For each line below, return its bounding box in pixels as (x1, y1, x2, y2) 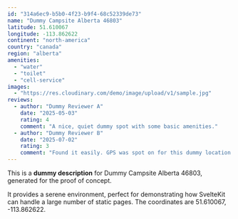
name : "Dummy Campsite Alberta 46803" (7, 17, 123, 24)
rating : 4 (20, 116, 50, 123)
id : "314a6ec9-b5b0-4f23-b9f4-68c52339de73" (7, 10, 142, 18)
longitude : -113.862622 (7, 30, 78, 38)
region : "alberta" (7, 50, 62, 58)
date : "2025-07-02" (20, 136, 78, 143)
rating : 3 (20, 143, 50, 150)
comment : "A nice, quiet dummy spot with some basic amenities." (20, 122, 219, 130)
